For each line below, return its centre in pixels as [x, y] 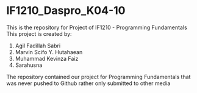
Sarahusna [29, 65]
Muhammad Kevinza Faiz [47, 58]
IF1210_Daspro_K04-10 [66, 11]
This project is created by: [39, 33]
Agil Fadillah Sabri [38, 46]
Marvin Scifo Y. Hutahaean [49, 52]
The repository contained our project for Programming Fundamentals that [99, 77]
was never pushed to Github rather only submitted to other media [88, 83]
